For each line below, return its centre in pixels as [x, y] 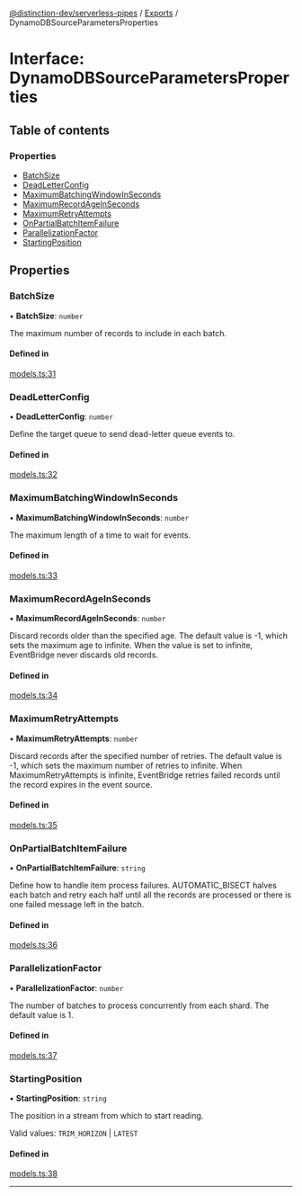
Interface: [47, 59]
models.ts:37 [33, 1055]
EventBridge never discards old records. [84, 655]
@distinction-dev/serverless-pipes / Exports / [94, 13]
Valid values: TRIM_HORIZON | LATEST [74, 1133]
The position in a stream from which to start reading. [107, 1116]
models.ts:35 [34, 825]
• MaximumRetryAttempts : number [74, 738]
